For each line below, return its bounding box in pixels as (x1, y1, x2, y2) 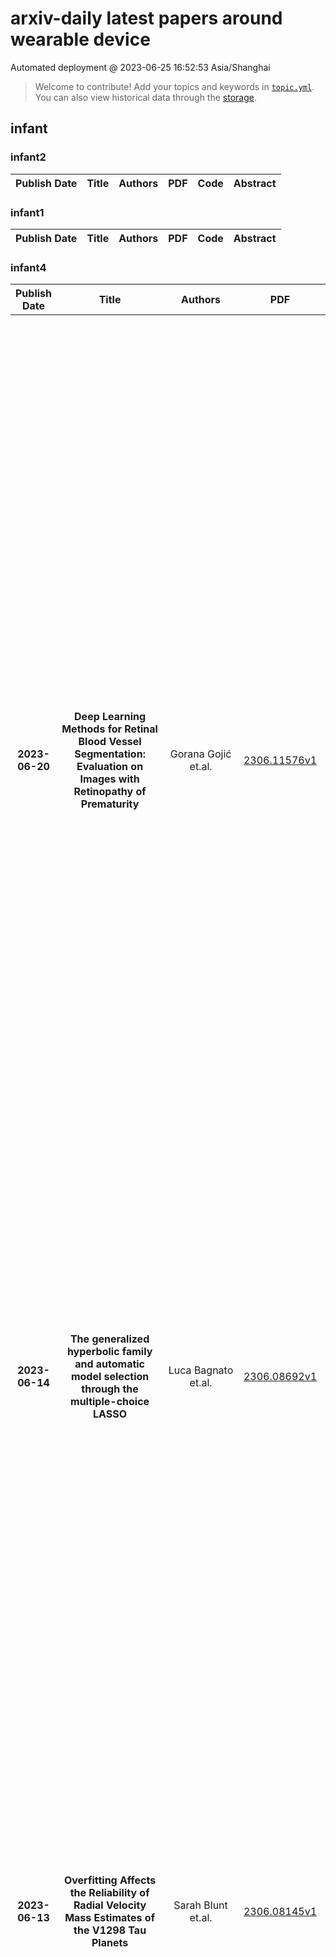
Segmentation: (74, 747, 146, 761)
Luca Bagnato (168, 1363, 234, 1377)
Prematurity (80, 797, 140, 811)
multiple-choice (70, 1395, 150, 1409)
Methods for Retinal (61, 722, 158, 736)
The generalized (69, 1332, 150, 1346)
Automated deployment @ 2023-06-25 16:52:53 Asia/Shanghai (10, 61, 271, 73)
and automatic (74, 1357, 146, 1371)
